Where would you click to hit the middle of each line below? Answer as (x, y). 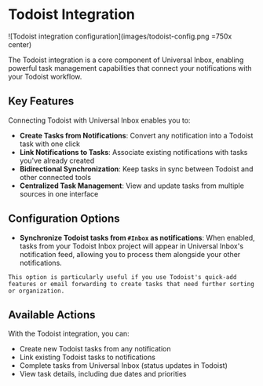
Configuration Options (64, 219)
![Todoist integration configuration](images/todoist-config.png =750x (120, 36)
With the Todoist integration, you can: (69, 334)
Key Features (41, 101)
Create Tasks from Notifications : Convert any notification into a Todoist (136, 135)
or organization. (37, 291)
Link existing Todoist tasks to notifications (87, 357)
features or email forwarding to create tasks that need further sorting (131, 284)
